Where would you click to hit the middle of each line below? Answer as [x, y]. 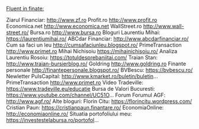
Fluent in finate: [25, 9]
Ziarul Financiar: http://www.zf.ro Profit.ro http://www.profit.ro [82, 20]
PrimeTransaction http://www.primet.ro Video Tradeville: [75, 82]
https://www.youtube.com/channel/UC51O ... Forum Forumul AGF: [86, 95]
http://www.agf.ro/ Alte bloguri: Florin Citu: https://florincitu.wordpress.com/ [99, 101]
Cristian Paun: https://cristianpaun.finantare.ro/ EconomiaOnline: [85, 107]
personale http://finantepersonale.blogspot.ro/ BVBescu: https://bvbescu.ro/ [99, 70]
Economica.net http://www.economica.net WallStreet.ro [74, 26]
